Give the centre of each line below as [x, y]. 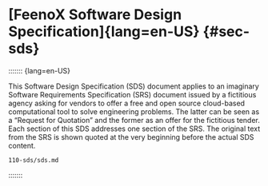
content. [22, 145]
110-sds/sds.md [34, 160]
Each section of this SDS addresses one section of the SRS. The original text [134, 129]
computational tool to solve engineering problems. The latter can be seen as [134, 111]
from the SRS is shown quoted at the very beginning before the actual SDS [131, 137]
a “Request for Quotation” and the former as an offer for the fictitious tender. [134, 120]
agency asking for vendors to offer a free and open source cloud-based [127, 103]
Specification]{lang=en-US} [104, 32]
